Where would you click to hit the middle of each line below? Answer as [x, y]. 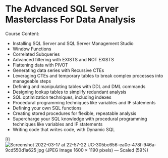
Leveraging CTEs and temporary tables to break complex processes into [88, 75]
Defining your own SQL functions [47, 108]
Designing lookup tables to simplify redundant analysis [69, 92]
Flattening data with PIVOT [40, 65]
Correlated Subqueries [36, 54]
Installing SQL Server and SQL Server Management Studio [73, 43]
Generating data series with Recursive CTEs [58, 70]
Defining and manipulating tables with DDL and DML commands [79, 86]
